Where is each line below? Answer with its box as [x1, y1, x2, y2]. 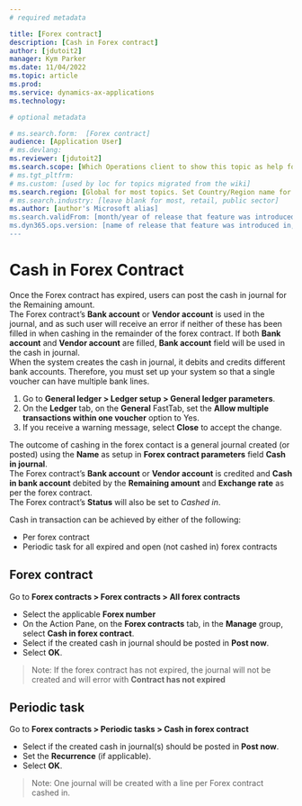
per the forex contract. [9, 487, 93, 498]
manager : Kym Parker [9, 55, 87, 64]
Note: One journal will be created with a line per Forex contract [31, 778, 264, 789]
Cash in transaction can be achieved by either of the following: [9, 514, 241, 525]
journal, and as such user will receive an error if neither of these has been [9, 318, 283, 329]
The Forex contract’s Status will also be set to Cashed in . [9, 496, 221, 507]
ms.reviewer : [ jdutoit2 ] [9, 154, 102, 163]
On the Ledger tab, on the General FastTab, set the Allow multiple [22, 403, 270, 413]
